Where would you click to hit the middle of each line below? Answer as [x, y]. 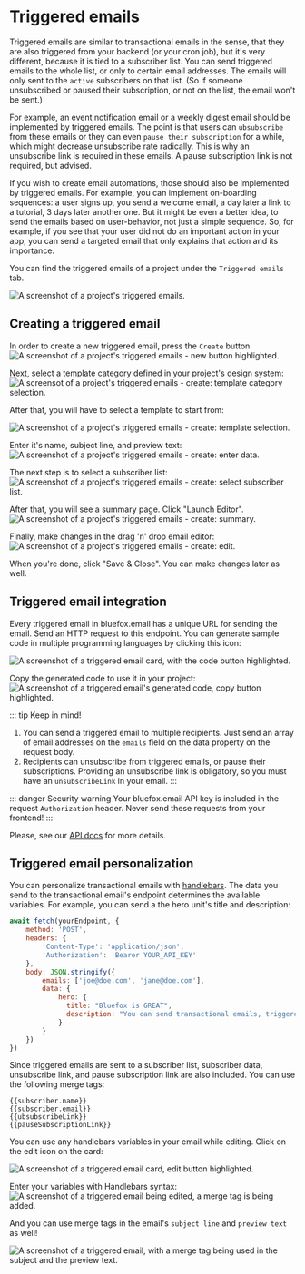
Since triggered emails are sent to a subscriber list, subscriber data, [136, 1065]
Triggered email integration [89, 602]
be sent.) [26, 99]
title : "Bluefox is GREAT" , [119, 1006]
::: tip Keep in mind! [45, 715]
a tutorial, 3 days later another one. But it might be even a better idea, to [144, 211]
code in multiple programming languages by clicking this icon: [126, 642]
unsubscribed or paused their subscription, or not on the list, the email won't [152, 90]
